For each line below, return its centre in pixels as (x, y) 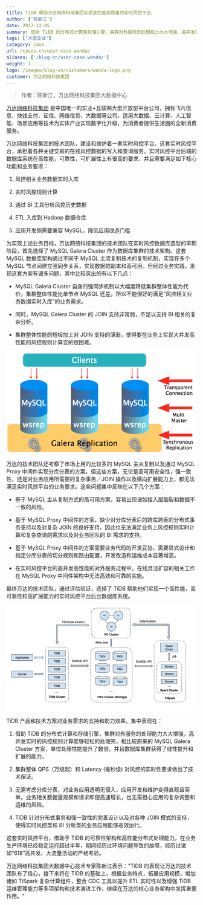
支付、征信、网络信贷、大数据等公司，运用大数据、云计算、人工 (106, 115)
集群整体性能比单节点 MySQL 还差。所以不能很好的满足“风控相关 (106, 294)
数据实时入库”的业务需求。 (53, 302)
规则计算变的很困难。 (68, 342)
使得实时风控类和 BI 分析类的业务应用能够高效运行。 (80, 825)
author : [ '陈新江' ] (29, 19)
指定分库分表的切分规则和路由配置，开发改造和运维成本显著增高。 (97, 556)
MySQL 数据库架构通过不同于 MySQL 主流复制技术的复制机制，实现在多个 (98, 258)
